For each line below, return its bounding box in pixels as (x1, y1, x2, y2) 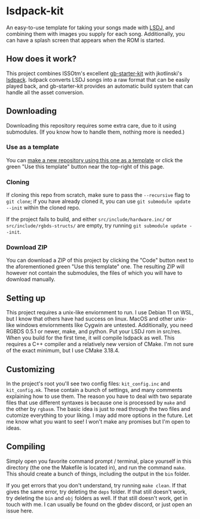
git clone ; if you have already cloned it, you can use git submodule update (6, 198, 191, 205)
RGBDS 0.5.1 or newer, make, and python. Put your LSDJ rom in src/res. (6, 328, 182, 335)
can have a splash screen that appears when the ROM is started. (6, 36, 165, 44)
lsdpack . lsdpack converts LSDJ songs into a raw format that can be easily (6, 76, 190, 83)
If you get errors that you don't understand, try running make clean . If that (6, 481, 187, 489)
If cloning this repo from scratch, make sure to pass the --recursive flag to (6, 191, 190, 199)
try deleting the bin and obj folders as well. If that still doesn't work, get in (6, 494, 188, 502)
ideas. (6, 425, 21, 432)
